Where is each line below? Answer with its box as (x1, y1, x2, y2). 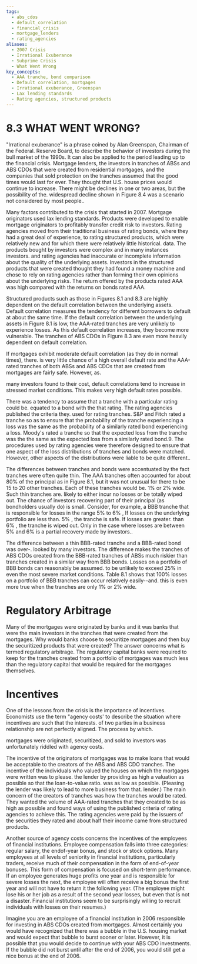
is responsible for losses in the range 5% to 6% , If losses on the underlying (6, 509, 190, 516)
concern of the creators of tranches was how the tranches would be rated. (6, 792, 187, 799)
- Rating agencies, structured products (11, 96, 112, 102)
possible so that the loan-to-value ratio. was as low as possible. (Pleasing (6, 780, 185, 787)
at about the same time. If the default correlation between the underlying (6, 313, 182, 321)
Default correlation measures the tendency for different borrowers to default (6, 307, 191, 315)
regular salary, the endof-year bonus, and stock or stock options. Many (6, 848, 179, 855)
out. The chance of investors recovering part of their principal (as (6, 496, 165, 503)
